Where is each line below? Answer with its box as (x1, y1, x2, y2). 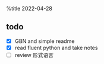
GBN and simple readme (14, 38, 75, 45)
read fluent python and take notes (14, 44, 98, 51)
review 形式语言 (14, 51, 54, 58)
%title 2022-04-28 (6, 5, 52, 12)
